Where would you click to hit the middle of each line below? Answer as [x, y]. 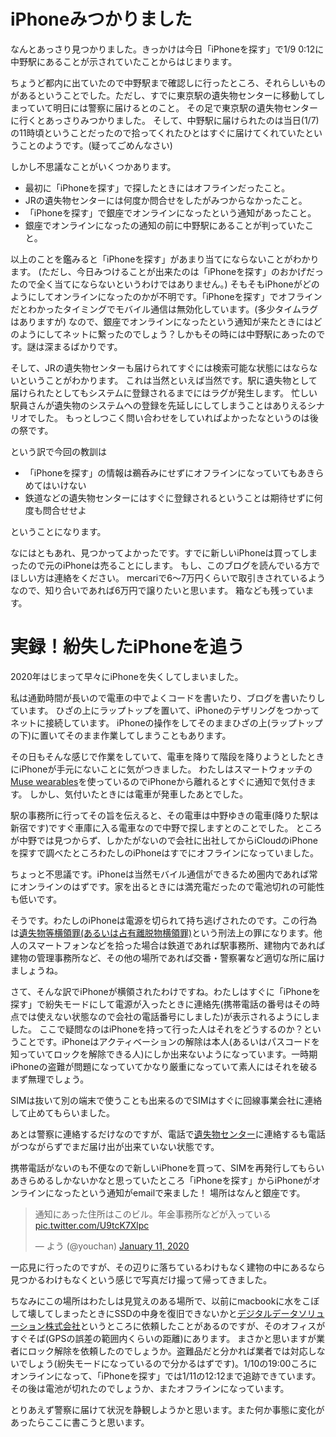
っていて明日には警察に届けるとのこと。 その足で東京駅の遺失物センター [168, 107]
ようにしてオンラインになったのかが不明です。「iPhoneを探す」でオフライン [166, 296]
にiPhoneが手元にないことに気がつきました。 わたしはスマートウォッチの [161, 769]
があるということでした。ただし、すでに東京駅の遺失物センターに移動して [163, 95]
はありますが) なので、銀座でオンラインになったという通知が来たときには [162, 321]
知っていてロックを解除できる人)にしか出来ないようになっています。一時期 [164, 1054]
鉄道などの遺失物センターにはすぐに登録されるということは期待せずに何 [173, 497]
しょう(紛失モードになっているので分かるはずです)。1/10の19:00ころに [172, 1363]
